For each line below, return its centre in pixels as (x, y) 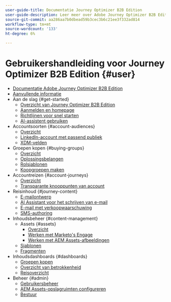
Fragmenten (33, 251)
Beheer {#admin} (31, 278)
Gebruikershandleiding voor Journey (85, 64)
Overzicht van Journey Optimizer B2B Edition (68, 105)
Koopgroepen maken (42, 169)
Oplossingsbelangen (42, 159)
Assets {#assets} (38, 224)
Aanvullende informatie (37, 94)
